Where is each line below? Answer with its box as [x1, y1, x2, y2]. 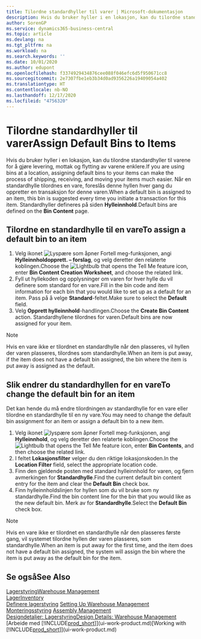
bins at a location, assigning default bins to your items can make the [6, 169, 174, 176]
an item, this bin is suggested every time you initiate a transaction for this [6, 194, 187, 201]
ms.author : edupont [6, 64, 55, 71]
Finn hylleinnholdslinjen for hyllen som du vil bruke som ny [14, 487, 160, 494]
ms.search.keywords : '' [6, 53, 66, 59]
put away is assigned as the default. [6, 362, 95, 369]
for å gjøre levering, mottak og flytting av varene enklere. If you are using [6, 162, 185, 170]
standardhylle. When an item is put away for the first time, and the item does [6, 542, 193, 549]
